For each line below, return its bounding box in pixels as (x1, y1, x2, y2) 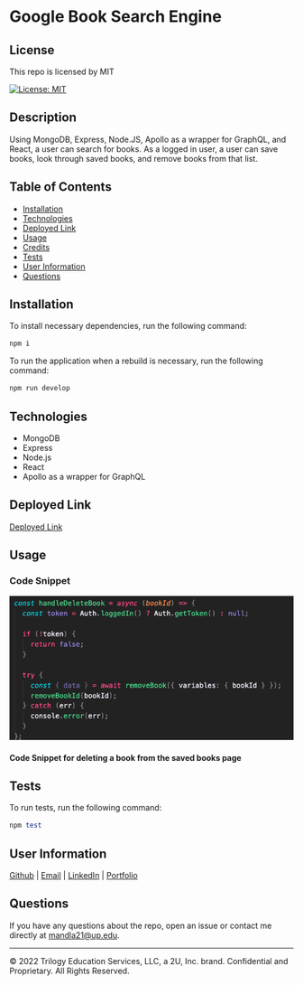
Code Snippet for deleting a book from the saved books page (9, 752, 242, 763)
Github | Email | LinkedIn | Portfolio (9, 870, 138, 881)
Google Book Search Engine (9, 6, 223, 27)
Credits (22, 241, 50, 252)
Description (9, 110, 77, 126)
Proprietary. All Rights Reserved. (9, 965, 130, 976)
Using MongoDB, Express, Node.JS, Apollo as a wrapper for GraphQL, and (9, 134, 287, 145)
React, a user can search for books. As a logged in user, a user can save (9, 143, 279, 155)
